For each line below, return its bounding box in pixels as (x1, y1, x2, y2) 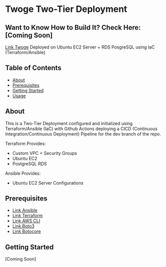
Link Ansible (12, 207, 38, 213)
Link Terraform (12, 212, 43, 219)
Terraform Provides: (5, 140, 46, 146)
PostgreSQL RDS (12, 160, 47, 167)
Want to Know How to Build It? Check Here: (5, 23, 141, 32)
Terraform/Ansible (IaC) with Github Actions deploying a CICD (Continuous (5, 126, 158, 132)
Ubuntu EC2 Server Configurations (12, 180, 84, 186)
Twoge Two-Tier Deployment (5, 3, 127, 15)
